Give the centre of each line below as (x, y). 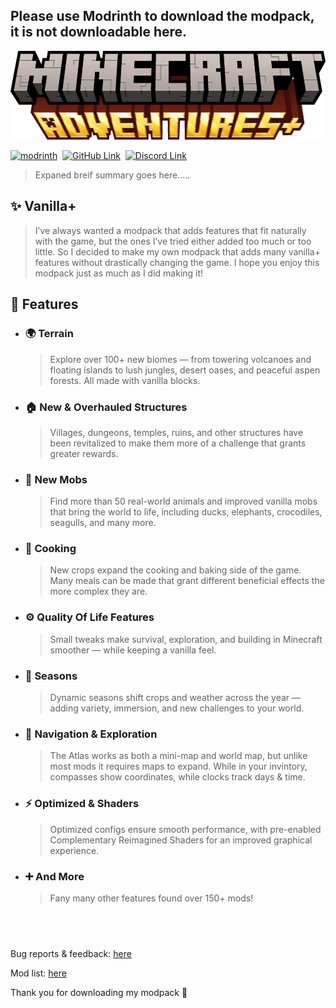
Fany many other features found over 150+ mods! (151, 898)
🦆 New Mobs (56, 479)
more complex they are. (98, 591)
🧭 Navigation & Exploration (91, 734)
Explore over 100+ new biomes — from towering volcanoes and (180, 359)
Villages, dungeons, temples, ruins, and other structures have (176, 432)
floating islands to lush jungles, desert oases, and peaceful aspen (185, 370)
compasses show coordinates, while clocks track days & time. (177, 777)
